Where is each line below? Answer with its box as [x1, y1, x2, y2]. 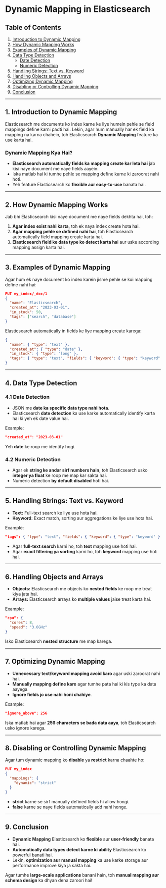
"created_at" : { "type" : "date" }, [9, 347, 83, 352]
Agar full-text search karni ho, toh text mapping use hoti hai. [12, 543, 137, 549]
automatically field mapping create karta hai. [12, 234, 103, 240]
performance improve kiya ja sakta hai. [12, 862, 92, 868]
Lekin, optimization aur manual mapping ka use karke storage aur [12, 857, 148, 863]
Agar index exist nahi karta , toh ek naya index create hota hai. [12, 223, 140, 229]
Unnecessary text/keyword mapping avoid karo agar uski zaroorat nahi [12, 670, 160, 677]
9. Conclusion [5, 823, 49, 832]
